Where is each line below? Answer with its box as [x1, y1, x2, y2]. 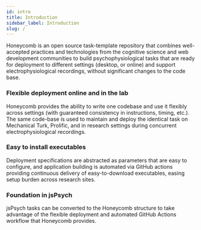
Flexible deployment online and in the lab [6, 89, 129, 97]
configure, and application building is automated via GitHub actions [6, 163, 173, 170]
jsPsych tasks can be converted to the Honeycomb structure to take [6, 205, 175, 212]
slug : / [6, 25, 26, 32]
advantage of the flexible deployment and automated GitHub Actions [6, 211, 176, 218]
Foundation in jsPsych [6, 190, 73, 199]
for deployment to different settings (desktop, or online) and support [6, 61, 176, 68]
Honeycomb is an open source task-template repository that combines [6, 42, 182, 49]
